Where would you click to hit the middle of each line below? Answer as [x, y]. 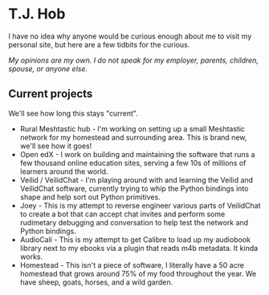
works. [31, 257]
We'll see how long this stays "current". [73, 113]
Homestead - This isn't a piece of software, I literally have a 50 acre [132, 265]
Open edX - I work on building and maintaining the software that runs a [137, 154]
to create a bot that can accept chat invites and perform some [122, 214]
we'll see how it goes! [56, 146]
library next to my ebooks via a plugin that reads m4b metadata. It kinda [139, 248]
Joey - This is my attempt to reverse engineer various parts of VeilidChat [140, 205]
